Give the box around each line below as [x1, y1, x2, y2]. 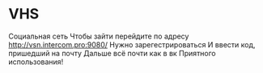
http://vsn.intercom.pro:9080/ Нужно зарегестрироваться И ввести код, [8, 39, 257, 49]
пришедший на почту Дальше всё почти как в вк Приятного [8, 48, 216, 58]
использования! [8, 57, 64, 67]
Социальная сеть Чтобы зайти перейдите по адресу [8, 31, 189, 41]
